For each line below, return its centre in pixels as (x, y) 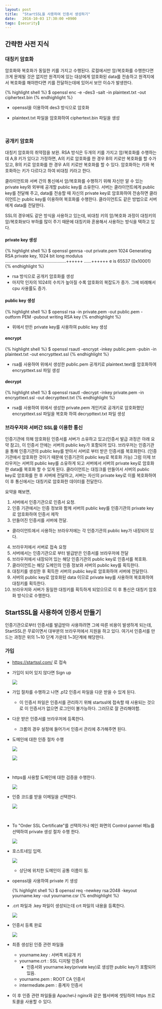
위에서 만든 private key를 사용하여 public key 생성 (60, 327)
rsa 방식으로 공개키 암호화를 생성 (43, 276)
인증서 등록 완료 (27, 925)
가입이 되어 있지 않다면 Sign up (42, 673)
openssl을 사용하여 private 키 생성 (45, 881)
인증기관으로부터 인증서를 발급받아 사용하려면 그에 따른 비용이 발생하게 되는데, (79, 625)
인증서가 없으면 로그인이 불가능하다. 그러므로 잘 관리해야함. (85, 708)
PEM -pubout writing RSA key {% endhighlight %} (71, 317)
